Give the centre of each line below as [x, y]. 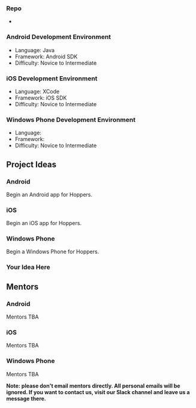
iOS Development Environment [52, 78]
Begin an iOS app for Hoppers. [44, 223]
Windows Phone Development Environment [71, 119]
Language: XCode [37, 91]
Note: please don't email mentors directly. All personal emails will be [94, 386]
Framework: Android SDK [46, 56]
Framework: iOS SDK [41, 98]
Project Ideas [31, 164]
